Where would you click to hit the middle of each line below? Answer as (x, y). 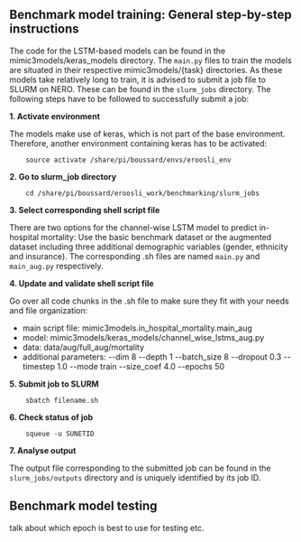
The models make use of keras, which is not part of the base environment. (147, 134)
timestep (39, 366)
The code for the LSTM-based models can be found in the (118, 51)
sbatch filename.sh (62, 400)
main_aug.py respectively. (56, 266)
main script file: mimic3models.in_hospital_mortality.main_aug (137, 328)
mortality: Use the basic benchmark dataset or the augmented (156, 237)
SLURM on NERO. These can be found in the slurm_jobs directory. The (140, 89)
